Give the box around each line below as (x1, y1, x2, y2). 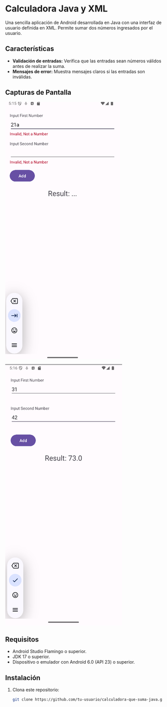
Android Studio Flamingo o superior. (12, 649, 87, 655)
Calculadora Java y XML (5, 3, 108, 14)
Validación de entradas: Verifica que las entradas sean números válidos (12, 58, 162, 64)
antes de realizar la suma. (12, 63, 66, 69)
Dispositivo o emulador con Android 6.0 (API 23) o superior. (12, 659, 135, 665)
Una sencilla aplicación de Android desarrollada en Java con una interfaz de (5, 19, 162, 25)
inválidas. (12, 73, 32, 80)
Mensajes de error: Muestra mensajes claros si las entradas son (12, 68, 146, 74)
